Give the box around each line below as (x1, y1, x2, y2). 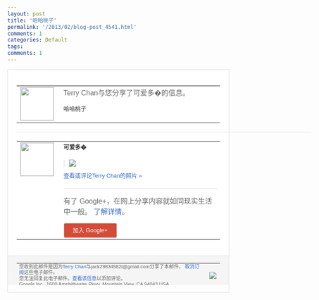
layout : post (7, 10, 46, 18)
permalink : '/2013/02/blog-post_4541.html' (7, 23, 137, 30)
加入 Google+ (73, 226, 108, 234)
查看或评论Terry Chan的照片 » (63, 172, 142, 180)
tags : (7, 43, 23, 50)
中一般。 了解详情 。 (63, 207, 129, 215)
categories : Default (7, 37, 68, 44)
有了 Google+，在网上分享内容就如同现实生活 (63, 196, 213, 205)
